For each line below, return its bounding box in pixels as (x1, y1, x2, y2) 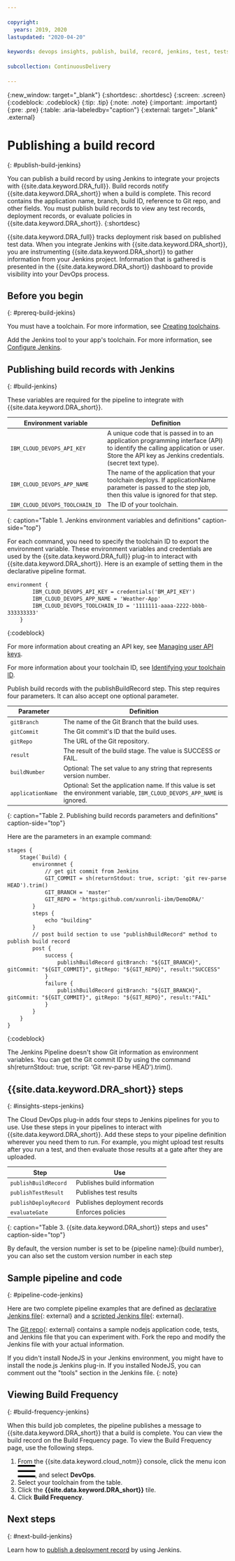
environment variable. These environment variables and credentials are (7, 544, 213, 553)
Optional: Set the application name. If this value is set (63, 781, 215, 789)
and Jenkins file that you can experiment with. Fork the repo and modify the (7, 1332, 226, 1342)
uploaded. (7, 1153, 36, 1161)
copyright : (7, 18, 39, 26)
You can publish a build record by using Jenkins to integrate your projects (7, 174, 220, 182)
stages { (7, 847, 33, 854)
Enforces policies (76, 1208, 126, 1216)
